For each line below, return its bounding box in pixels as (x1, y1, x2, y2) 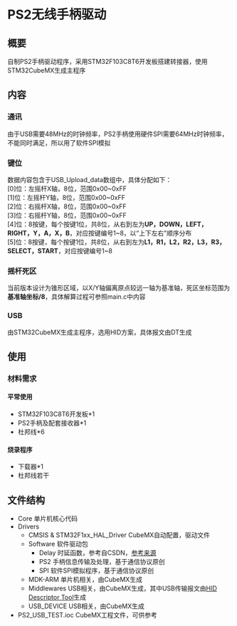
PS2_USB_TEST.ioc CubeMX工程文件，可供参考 (17, 611, 158, 620)
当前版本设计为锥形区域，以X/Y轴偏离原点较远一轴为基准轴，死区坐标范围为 (7, 284, 231, 292)
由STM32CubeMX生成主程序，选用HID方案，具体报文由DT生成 (7, 328, 192, 336)
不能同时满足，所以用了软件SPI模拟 (7, 138, 111, 147)
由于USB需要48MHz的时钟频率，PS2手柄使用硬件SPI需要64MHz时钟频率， (7, 129, 228, 138)
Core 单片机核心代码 (17, 514, 78, 523)
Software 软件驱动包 (28, 540, 88, 548)
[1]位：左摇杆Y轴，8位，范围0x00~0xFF (7, 193, 126, 201)
